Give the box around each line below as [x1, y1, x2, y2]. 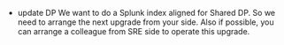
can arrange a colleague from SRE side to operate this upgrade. [17, 26, 250, 36]
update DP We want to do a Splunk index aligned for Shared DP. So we [17, 8, 276, 18]
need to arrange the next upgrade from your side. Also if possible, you [17, 17, 274, 27]
